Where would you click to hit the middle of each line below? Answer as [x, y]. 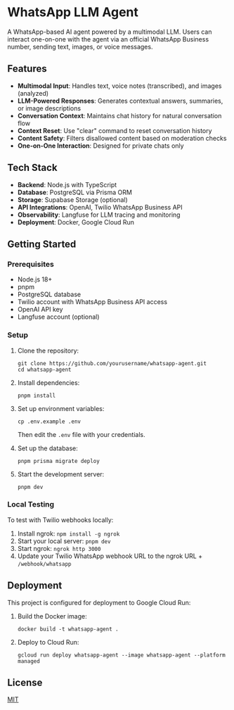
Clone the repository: [48, 350]
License [25, 683]
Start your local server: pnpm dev [64, 541]
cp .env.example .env [49, 421]
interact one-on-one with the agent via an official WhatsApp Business [108, 39]
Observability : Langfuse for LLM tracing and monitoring [99, 215]
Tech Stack [32, 168]
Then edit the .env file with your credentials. [81, 434]
